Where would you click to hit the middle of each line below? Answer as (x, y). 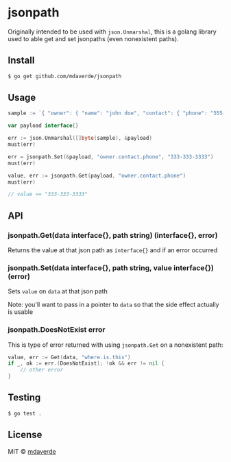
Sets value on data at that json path (58, 291)
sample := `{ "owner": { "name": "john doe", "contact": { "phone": (108, 113)
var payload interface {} (43, 126)
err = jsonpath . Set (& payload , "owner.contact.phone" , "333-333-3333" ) (111, 157)
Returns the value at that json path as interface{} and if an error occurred (113, 250)
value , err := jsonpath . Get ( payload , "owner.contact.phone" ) (97, 175)
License (25, 435)
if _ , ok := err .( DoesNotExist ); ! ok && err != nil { (86, 364)
